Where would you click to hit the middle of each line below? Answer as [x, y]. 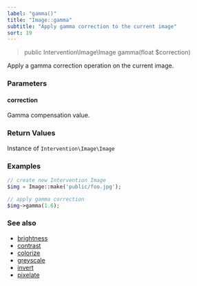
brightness [32, 238]
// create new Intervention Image [57, 180]
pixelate [28, 275]
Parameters [27, 83]
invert [25, 267]
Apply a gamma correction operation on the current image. [91, 65]
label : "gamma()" [32, 13]
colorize [29, 253]
